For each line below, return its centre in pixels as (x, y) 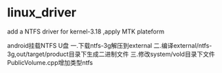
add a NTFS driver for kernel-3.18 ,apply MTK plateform (86, 31)
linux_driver (42, 13)
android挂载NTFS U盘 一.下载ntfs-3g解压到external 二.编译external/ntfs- (110, 45)
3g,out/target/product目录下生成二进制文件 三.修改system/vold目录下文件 (111, 54)
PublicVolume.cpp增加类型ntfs (50, 62)
